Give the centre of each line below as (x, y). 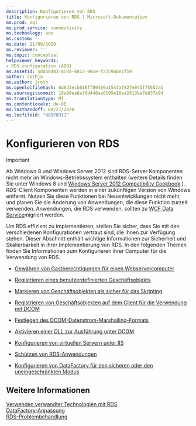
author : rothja (25, 77)
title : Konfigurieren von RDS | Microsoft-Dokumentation (77, 17)
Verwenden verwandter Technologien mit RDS (62, 404)
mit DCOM (27, 309)
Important (18, 160)
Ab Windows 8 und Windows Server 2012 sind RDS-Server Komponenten (94, 171)
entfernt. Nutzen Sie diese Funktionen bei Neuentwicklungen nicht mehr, (94, 196)
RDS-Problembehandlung (37, 417)
